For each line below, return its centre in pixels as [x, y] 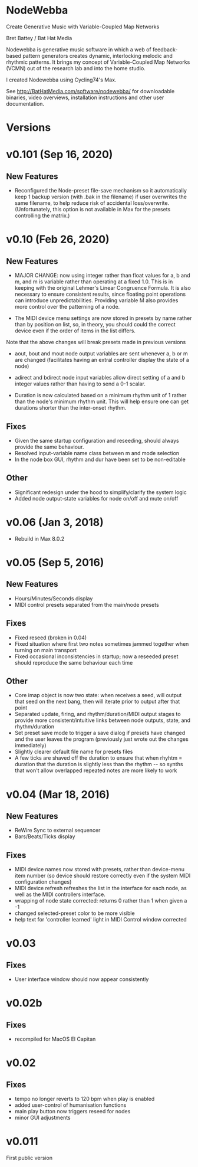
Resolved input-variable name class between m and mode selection [97, 453]
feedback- [165, 49]
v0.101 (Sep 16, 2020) [60, 155]
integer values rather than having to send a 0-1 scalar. [80, 384]
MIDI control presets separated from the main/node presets [87, 604]
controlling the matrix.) [42, 215]
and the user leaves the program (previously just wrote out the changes [101, 739]
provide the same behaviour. [49, 447]
